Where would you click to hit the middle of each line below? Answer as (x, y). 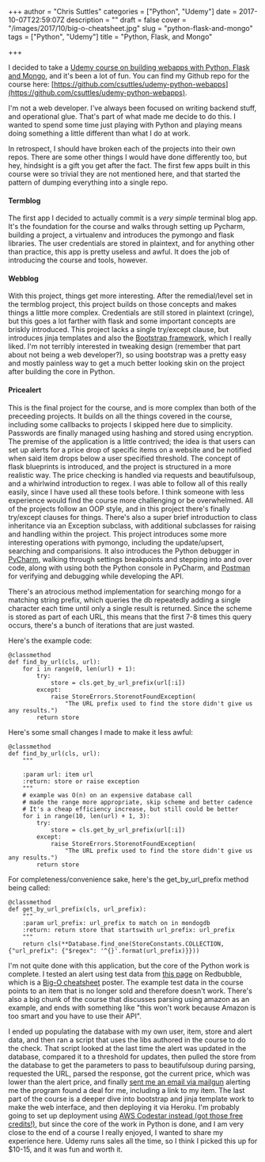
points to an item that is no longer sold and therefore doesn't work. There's (131, 991)
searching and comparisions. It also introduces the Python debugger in (124, 551)
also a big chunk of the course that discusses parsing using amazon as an (129, 999)
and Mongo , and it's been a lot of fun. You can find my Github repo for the (129, 76)
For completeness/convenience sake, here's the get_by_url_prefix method (129, 879)
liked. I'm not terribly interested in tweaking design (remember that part (125, 346)
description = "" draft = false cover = (127, 20)
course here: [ (31, 84)
